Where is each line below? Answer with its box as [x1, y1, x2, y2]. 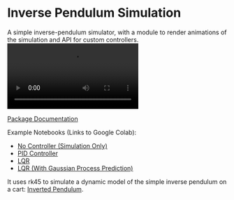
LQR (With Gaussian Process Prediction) [17, 164, 133, 172]
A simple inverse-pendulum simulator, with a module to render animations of [7, 28, 227, 36]
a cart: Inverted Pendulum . [7, 185, 84, 193]
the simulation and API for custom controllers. [7, 35, 139, 43]
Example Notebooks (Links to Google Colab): [7, 128, 137, 136]
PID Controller [17, 149, 58, 157]
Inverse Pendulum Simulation [7, 5, 182, 21]
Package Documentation [7, 114, 78, 123]
